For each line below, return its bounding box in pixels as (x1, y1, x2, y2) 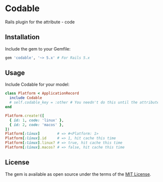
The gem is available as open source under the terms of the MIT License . (5, 171, 151, 177)
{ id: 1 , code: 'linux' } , (9, 117, 64, 123)
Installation (5, 33, 40, 41)
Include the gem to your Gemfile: (5, 46, 71, 51)
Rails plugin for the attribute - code (5, 19, 75, 25)
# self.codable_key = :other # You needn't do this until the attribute (9, 100, 160, 105)
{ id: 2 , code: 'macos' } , (9, 122, 64, 127)
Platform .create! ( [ (5, 113, 45, 118)
